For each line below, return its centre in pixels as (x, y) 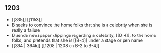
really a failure (26, 30)
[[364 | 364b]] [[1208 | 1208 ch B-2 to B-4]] (55, 45)
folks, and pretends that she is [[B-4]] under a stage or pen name (77, 40)
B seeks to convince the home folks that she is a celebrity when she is (82, 25)
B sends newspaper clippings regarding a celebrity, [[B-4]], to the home (84, 35)
